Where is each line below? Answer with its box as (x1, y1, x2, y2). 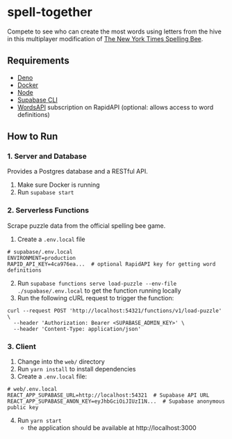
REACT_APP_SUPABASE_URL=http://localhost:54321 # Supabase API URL (7, 392, 210, 399)
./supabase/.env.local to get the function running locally (17, 286, 182, 295)
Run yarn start (17, 416, 62, 425)
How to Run (7, 130, 58, 143)
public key (7, 404, 39, 411)
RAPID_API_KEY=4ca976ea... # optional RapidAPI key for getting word (7, 261, 216, 268)
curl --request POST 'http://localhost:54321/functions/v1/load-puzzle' (7, 307, 222, 314)
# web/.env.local (7, 386, 58, 393)
